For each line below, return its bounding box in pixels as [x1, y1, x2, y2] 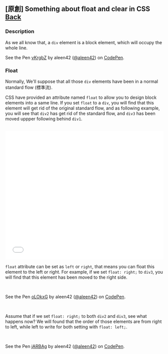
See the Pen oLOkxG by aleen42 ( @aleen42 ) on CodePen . [5, 293, 126, 300]
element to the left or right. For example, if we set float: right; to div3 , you [5, 269, 163, 275]
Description [5, 28, 35, 35]
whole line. [5, 45, 28, 51]
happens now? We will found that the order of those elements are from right [5, 318, 162, 324]
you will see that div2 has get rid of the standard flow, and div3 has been [5, 110, 155, 116]
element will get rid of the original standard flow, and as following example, [5, 105, 160, 111]
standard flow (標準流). [5, 84, 53, 90]
